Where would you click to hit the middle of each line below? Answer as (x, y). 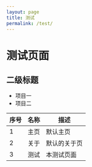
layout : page (23, 12)
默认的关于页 (65, 143)
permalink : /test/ (30, 23)
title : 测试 (20, 18)
